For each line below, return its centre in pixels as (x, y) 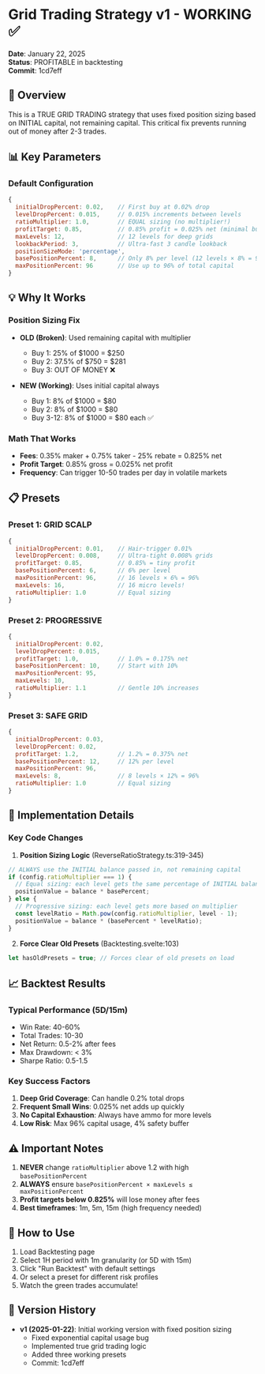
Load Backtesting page (57, 1252)
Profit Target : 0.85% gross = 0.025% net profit (96, 465)
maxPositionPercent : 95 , (56, 673)
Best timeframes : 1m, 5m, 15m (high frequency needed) (111, 1208)
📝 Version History (52, 1310)
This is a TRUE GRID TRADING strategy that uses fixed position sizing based (132, 114)
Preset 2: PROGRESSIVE (55, 620)
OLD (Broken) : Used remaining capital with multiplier (105, 337)
